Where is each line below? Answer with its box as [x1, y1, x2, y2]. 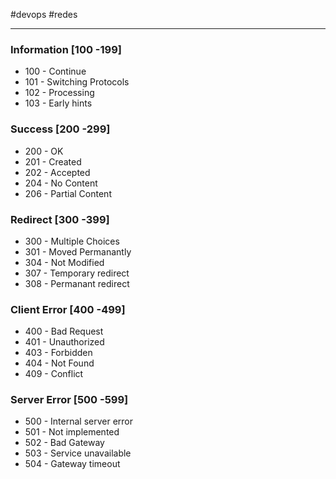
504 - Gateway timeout [24, 458, 121, 470]
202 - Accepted [24, 166, 91, 178]
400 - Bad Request [24, 325, 104, 338]
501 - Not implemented [24, 426, 120, 438]
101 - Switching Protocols [24, 76, 130, 88]
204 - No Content [24, 177, 98, 189]
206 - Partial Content [24, 187, 112, 199]
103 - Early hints [24, 97, 93, 109]
